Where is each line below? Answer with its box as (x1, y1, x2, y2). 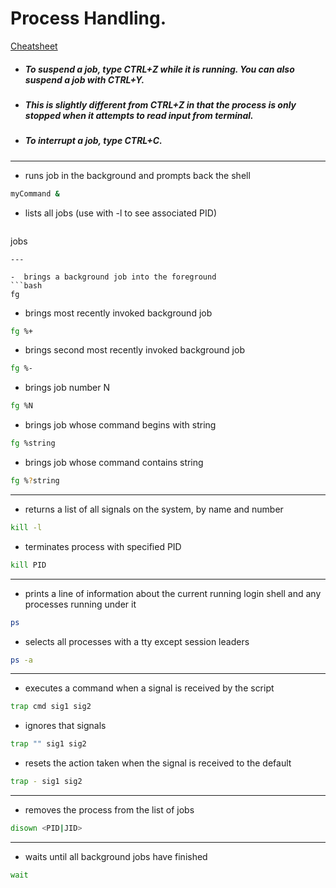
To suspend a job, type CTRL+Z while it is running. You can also (24, 63, 295, 75)
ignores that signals (24, 720, 107, 732)
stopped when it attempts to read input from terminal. (24, 109, 254, 121)
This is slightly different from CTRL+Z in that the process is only (24, 98, 297, 111)
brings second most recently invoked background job (24, 344, 245, 356)
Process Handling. (10, 7, 167, 30)
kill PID (10, 560, 47, 570)
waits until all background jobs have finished (24, 850, 208, 862)
